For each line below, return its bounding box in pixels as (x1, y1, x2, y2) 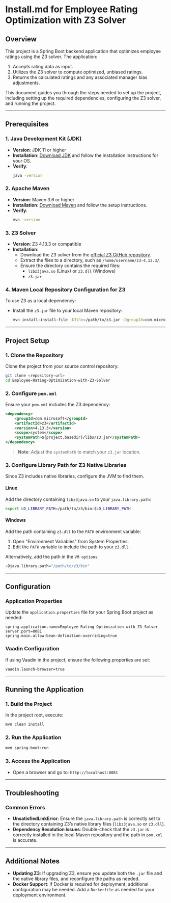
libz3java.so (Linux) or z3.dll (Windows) (27, 268, 116, 274)
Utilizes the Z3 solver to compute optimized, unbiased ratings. (12, 69, 144, 75)
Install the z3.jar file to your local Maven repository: (12, 307, 123, 314)
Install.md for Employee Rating (5, 4, 138, 15)
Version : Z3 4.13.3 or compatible (12, 241, 81, 247)
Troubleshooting (5, 788, 60, 797)
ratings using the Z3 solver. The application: (5, 54, 98, 60)
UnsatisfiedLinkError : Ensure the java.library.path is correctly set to (12, 815, 161, 821)
